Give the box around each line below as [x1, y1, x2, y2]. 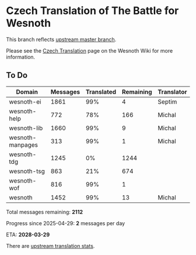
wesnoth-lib [9, 124, 43, 132]
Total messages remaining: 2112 [6, 208, 83, 215]
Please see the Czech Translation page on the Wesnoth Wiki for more [6, 47, 173, 54]
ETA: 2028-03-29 [6, 231, 50, 238]
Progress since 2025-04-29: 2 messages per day [6, 219, 125, 226]
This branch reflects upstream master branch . [6, 36, 117, 43]
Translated [85, 88, 117, 96]
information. [6, 53, 36, 60]
